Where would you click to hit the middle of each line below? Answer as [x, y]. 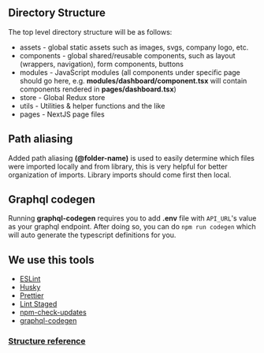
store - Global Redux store [62, 97]
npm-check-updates [53, 312]
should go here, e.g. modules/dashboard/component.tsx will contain [133, 80]
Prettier [32, 295]
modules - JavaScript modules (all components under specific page [130, 72]
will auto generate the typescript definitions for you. [92, 235]
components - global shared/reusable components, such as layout [127, 55]
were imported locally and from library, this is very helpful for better [118, 166]
